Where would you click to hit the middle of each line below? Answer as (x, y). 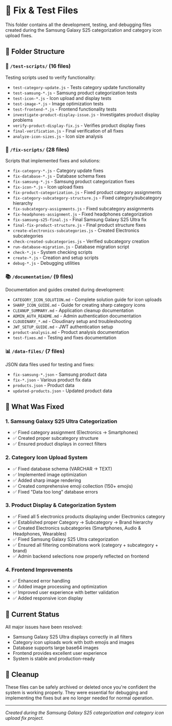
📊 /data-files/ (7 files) (35, 351)
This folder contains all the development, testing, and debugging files (78, 25)
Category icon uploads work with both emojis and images (73, 642)
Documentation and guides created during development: (65, 290)
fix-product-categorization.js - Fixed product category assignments (87, 192)
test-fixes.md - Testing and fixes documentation (64, 338)
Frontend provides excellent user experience (60, 653)
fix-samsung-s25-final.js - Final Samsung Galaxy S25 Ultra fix (80, 219)
